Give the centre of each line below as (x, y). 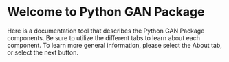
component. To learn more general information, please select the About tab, (115, 45)
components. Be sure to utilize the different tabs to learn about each (104, 37)
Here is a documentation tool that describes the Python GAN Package (106, 31)
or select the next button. (43, 52)
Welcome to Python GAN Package (106, 12)
